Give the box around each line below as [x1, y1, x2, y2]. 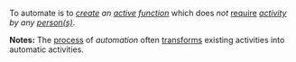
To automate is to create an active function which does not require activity [9, 8, 287, 18]
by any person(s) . [9, 17, 76, 28]
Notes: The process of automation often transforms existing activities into [9, 35, 285, 45]
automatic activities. [9, 44, 84, 55]
